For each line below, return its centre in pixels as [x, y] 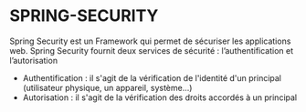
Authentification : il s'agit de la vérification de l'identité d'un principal [152, 77]
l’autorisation [33, 60]
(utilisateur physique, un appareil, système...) [107, 87]
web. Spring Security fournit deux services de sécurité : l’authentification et [152, 50]
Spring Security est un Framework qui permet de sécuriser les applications [150, 41]
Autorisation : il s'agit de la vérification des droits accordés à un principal [160, 97]
